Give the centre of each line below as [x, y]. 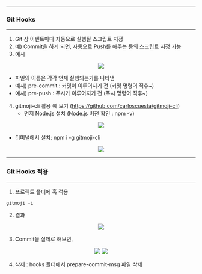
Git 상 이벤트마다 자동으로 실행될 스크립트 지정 [69, 39]
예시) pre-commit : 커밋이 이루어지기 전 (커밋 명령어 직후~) [84, 86]
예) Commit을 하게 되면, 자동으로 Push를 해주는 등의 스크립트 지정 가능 [98, 46]
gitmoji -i [20, 203]
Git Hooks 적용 [27, 172]
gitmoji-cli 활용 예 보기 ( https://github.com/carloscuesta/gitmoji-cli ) [97, 106]
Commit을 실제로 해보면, [44, 239]
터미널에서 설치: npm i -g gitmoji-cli [58, 138]
